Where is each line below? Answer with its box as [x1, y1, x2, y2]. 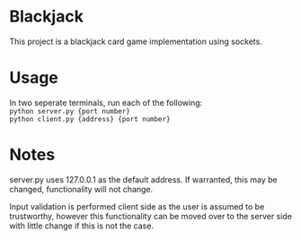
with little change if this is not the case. [9, 220, 155, 231]
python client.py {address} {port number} [9, 114, 171, 123]
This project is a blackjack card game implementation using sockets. [9, 36, 262, 47]
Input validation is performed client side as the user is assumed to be [9, 200, 265, 212]
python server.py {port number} [9, 106, 130, 116]
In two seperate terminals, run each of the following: [9, 97, 203, 108]
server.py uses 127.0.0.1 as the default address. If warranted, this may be [9, 173, 278, 185]
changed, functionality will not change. [9, 183, 154, 194]
